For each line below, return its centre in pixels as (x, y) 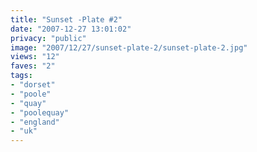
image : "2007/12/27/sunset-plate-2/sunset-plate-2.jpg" (129, 47)
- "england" (35, 122)
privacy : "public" (48, 38)
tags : (21, 76)
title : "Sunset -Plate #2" (66, 19)
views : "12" (35, 57)
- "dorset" (33, 85)
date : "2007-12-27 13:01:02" (71, 29)
